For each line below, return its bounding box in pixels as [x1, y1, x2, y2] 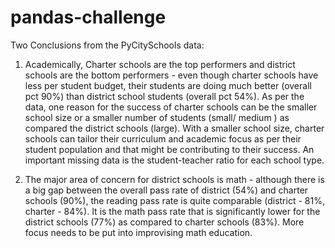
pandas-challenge [10, 6, 167, 29]
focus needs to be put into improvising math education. [24, 226, 253, 238]
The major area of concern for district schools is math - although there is [24, 173, 325, 185]
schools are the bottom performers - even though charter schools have [24, 69, 319, 81]
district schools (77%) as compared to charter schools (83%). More [24, 216, 305, 228]
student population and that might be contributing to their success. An [24, 143, 315, 155]
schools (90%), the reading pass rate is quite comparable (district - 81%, [24, 194, 325, 206]
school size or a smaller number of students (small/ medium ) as [24, 111, 290, 123]
